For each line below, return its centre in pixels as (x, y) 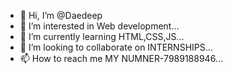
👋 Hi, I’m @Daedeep (61, 15)
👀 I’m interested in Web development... (99, 26)
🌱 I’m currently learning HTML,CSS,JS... (102, 36)
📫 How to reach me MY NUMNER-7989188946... (121, 58)
